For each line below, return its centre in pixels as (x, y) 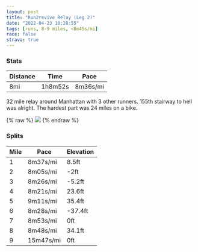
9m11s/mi (42, 201)
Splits (15, 136)
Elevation (80, 151)
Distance (22, 77)
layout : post (23, 12)
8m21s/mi (42, 191)
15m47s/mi (45, 240)
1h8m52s (55, 87)
